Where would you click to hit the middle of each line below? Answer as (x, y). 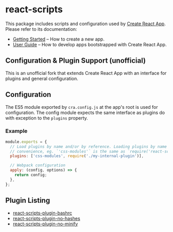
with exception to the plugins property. (47, 118)
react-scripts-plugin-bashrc (42, 213)
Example (16, 131)
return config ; (31, 175)
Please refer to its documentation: (41, 29)
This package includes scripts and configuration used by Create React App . (85, 24)
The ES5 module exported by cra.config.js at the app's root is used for (82, 107)
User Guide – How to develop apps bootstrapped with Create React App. (90, 44)
